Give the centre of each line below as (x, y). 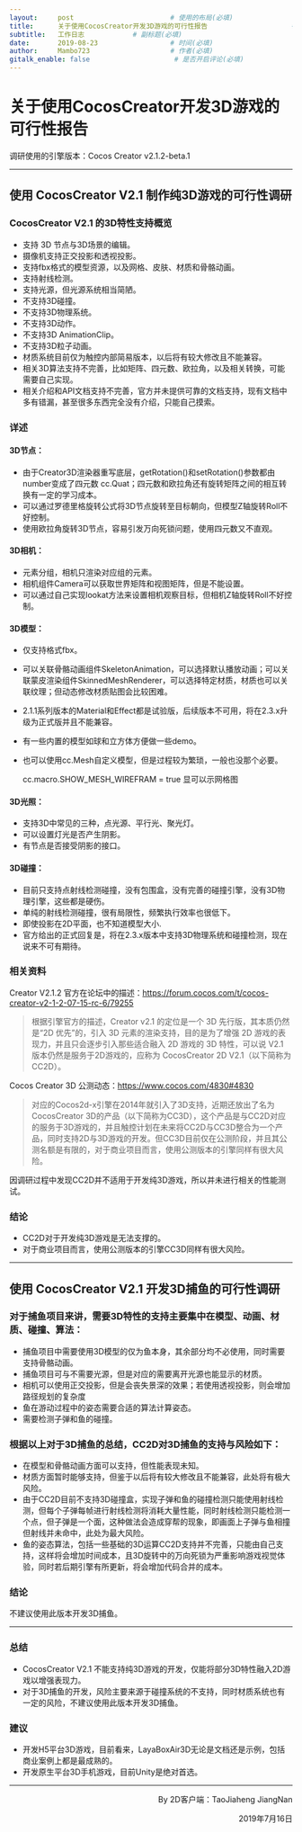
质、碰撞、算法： (46, 1330)
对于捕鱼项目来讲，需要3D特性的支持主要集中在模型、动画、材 (145, 1317)
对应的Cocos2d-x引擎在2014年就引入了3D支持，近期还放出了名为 (153, 1104)
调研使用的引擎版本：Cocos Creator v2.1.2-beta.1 (100, 156)
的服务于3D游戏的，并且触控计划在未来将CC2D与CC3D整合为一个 (153, 1127)
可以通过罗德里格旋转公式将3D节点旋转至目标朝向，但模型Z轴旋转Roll (151, 505)
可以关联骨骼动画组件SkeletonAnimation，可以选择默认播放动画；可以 (151, 669)
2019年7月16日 (265, 1819)
